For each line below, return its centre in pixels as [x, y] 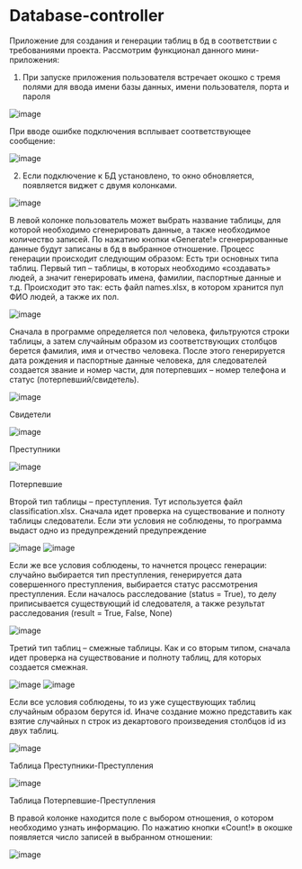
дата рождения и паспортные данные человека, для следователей [138, 360]
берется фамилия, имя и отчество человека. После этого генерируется [147, 350]
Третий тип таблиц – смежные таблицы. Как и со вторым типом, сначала [150, 647]
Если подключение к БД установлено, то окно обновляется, [138, 176]
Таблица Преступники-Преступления [81, 765]
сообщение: [32, 140]
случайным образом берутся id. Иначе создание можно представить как [151, 711]
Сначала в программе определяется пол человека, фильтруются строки [150, 331]
